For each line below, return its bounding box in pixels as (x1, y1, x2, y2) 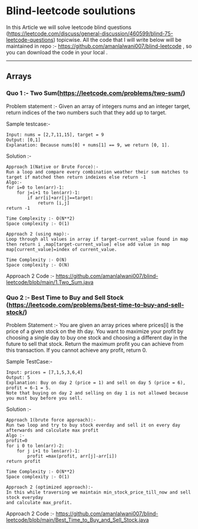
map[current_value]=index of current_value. (6, 246, 117, 252)
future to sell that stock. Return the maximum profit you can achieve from (6, 340, 184, 347)
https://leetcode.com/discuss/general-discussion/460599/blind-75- (8, 30, 173, 37)
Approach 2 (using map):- (6, 231, 70, 237)
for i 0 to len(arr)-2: (6, 443, 65, 449)
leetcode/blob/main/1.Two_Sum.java (6, 279, 94, 286)
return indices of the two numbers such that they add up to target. (6, 109, 167, 116)
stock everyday (6, 494, 44, 500)
